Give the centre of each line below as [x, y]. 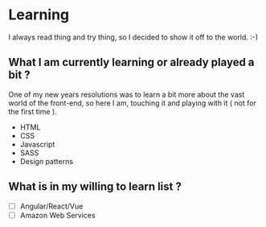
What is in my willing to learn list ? [95, 187]
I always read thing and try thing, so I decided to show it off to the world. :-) [133, 37]
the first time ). [33, 111]
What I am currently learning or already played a [131, 62]
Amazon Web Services [57, 215]
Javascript [37, 144]
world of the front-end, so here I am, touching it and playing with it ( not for [133, 103]
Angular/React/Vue [51, 206]
